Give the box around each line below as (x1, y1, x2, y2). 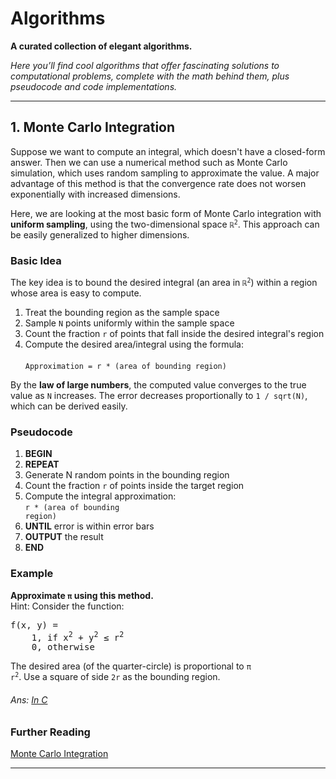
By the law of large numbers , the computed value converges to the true (10, 379, 307, 391)
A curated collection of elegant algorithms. (10, 40, 193, 52)
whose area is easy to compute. (10, 287, 142, 299)
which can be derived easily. (10, 400, 128, 412)
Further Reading (10, 725, 91, 739)
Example (10, 567, 54, 581)
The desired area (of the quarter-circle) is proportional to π (10, 660, 252, 672)
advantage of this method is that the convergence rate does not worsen (10, 177, 307, 189)
